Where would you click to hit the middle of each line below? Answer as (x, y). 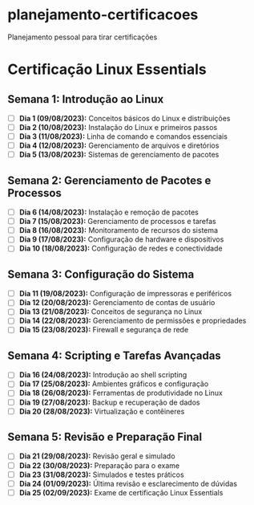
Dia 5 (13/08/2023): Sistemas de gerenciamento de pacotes (119, 155)
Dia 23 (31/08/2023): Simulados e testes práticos (102, 474)
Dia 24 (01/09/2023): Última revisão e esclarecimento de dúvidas (128, 483)
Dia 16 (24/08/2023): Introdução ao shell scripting (103, 375)
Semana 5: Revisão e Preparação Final (105, 437)
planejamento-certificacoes (103, 15)
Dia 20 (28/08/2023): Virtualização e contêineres (102, 411)
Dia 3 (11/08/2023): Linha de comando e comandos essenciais (123, 136)
